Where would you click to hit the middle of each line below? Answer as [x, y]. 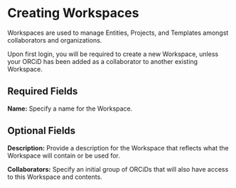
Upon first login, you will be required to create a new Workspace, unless [113, 54]
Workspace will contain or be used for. [64, 155]
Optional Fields [42, 131]
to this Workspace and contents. [55, 177]
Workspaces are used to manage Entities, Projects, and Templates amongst [118, 33]
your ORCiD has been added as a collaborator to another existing [102, 61]
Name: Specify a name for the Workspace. [70, 109]
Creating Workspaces [73, 13]
